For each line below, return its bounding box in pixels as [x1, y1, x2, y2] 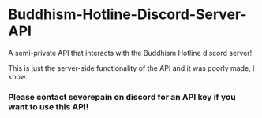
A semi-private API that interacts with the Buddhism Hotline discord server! [8, 48, 253, 57]
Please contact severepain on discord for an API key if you [8, 91, 237, 102]
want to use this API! [8, 101, 89, 112]
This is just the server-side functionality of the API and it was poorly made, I [8, 63, 255, 72]
